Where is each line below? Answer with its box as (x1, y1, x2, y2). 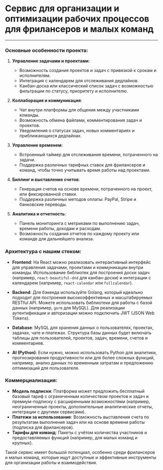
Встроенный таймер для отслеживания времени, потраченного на (19, 152, 158, 158)
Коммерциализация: (5, 377, 58, 384)
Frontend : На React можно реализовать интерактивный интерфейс (12, 259, 151, 265)
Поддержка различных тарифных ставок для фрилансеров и (19, 162, 146, 168)
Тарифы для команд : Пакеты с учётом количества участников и (12, 429, 147, 435)
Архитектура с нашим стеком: (5, 248, 81, 255)
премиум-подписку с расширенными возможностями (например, (12, 398, 150, 404)
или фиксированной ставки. (19, 191, 78, 197)
